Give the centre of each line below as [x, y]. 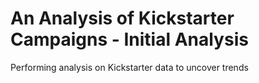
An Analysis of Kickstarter [122, 18]
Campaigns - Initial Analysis [129, 39]
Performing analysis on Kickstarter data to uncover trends [129, 67]
